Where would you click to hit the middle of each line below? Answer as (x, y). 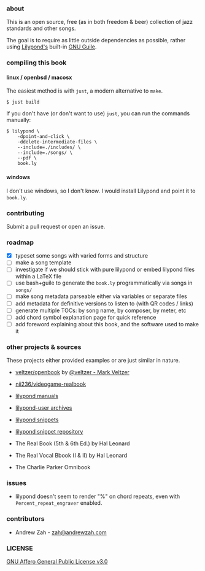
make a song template (43, 263)
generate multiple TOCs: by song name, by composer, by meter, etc (101, 310)
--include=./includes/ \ (49, 148)
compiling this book (37, 63)
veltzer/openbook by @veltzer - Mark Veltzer (72, 372)
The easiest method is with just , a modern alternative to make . (85, 91)
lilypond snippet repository (49, 432)
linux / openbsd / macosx (39, 77)
